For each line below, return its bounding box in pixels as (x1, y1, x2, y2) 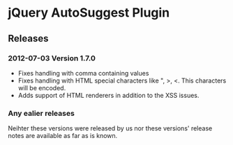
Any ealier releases (8, 108, 75, 118)
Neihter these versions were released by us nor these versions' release (8, 124, 213, 133)
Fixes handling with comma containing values (17, 69, 149, 77)
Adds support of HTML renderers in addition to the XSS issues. (17, 91, 200, 99)
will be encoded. (17, 83, 66, 92)
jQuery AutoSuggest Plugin (8, 5, 170, 21)
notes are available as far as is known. (8, 132, 118, 140)
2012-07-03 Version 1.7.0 (8, 53, 96, 63)
